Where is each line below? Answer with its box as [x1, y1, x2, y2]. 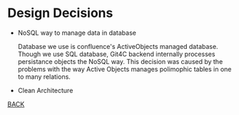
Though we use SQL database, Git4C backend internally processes [17, 50, 215, 58]
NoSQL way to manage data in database [17, 28, 137, 37]
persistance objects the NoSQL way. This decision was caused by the [17, 57, 223, 65]
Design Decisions [7, 5, 113, 21]
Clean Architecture [17, 86, 73, 94]
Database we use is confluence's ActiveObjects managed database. [17, 42, 219, 50]
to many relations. [17, 72, 71, 81]
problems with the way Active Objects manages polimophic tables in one [17, 65, 232, 73]
